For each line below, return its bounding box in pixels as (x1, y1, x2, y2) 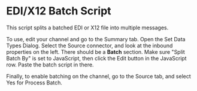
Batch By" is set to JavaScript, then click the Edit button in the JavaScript (6, 54, 187, 62)
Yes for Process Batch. (6, 79, 63, 86)
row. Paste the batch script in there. (6, 61, 94, 68)
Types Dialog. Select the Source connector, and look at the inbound (6, 42, 173, 49)
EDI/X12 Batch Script (6, 4, 112, 18)
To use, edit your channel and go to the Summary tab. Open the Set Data (6, 35, 186, 43)
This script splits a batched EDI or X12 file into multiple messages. (6, 24, 169, 31)
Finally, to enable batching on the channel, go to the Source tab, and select (6, 72, 192, 80)
